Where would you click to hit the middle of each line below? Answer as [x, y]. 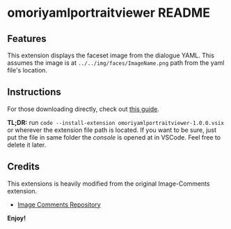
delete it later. [27, 145]
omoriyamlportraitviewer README [109, 13]
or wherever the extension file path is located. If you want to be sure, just [112, 130]
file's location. [27, 70]
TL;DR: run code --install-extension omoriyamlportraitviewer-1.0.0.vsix [116, 122]
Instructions [34, 92]
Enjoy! [17, 218]
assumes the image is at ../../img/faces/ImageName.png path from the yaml [116, 63]
